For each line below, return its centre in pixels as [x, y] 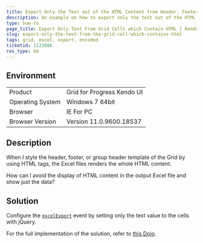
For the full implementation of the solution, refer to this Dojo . [81, 234]
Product [21, 92]
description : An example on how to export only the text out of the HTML [101, 18]
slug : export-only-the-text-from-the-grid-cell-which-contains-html [94, 34]
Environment [31, 76]
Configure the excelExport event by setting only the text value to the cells [98, 216]
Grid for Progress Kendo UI [105, 92]
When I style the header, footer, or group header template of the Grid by [96, 157]
